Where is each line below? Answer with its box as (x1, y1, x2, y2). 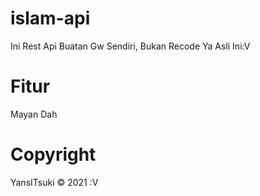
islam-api (10, 7, 91, 30)
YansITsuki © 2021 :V (10, 176, 99, 188)
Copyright (10, 143, 97, 166)
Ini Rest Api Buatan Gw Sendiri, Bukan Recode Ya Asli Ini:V (10, 40, 251, 52)
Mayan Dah (10, 108, 58, 120)
